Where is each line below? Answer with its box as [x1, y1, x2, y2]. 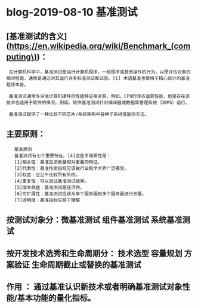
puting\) [6, 51, 38, 62]
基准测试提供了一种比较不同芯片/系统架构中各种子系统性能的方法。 [8, 111, 149, 117]
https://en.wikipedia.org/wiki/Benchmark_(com [8, 41, 191, 51]
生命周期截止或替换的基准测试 [31, 260, 141, 270]
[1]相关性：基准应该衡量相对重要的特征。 [14, 159, 103, 165]
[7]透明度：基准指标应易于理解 [14, 197, 81, 203]
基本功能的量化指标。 [17, 292, 96, 303]
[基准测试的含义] [6, 31, 67, 41]
